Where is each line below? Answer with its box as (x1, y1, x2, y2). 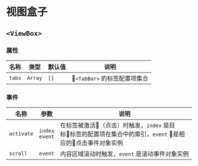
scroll (9, 150, 28, 157)
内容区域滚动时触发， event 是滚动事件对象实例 (60, 150, 189, 158)
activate (9, 130, 34, 137)
